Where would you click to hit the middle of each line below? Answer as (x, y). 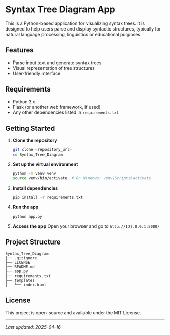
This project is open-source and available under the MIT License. (73, 313)
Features (19, 50)
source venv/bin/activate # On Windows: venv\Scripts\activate (82, 178)
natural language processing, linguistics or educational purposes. (73, 34)
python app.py (27, 216)
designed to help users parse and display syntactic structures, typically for (83, 28)
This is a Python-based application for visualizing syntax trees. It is (75, 23)
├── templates (20, 281)
